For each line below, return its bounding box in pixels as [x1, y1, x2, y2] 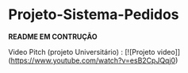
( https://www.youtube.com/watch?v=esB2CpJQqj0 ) [8, 56, 178, 65]
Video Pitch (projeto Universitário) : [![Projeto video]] [8, 47, 181, 56]
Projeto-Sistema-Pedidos [8, 6, 180, 24]
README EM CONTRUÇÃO [8, 32, 98, 41]
